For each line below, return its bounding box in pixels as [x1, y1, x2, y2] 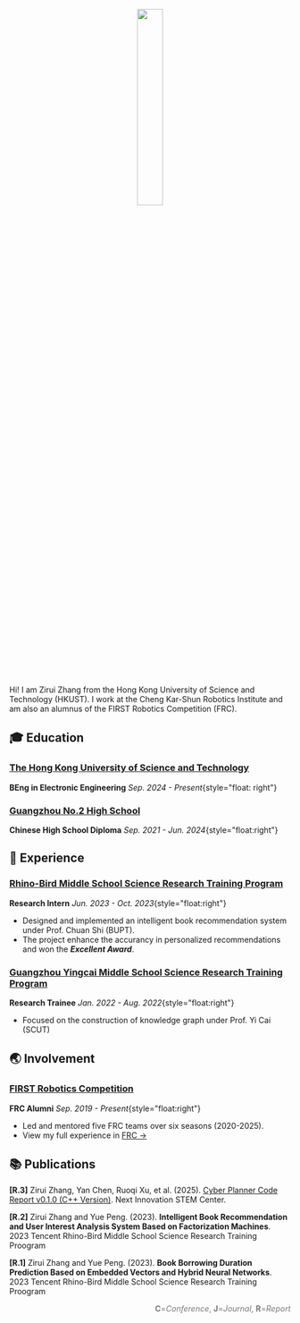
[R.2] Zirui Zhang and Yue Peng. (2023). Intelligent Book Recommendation [9, 1212, 288, 1223]
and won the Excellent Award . [21, 944, 135, 954]
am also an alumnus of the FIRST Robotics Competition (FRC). [9, 703, 237, 714]
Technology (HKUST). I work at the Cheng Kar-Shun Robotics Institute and [9, 694, 283, 704]
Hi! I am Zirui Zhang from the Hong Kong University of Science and [9, 684, 255, 695]
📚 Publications [9, 1157, 96, 1172]
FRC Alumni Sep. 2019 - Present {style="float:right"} [9, 1103, 202, 1114]
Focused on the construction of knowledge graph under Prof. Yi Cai [21, 1014, 271, 1025]
